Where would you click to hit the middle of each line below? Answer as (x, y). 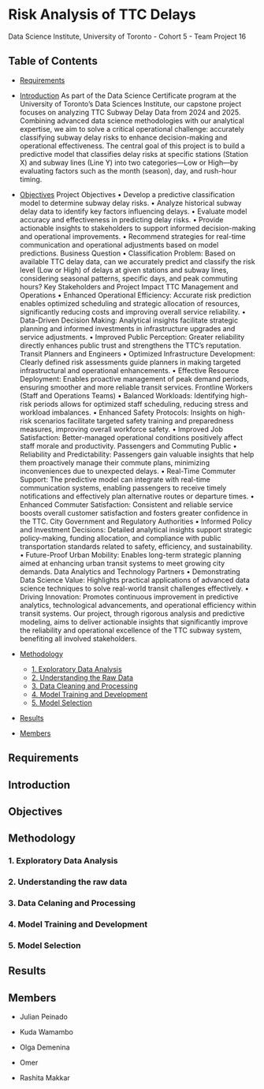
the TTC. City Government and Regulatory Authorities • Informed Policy (136, 521)
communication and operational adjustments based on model (119, 244)
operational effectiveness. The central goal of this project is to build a (132, 145)
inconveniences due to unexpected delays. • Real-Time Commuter (128, 471)
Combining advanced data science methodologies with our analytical (132, 121)
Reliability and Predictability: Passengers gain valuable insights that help (137, 454)
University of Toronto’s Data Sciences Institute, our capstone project (130, 103)
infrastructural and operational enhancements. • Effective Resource (129, 370)
